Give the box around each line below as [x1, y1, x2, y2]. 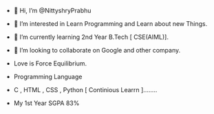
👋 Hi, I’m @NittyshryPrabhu [13, 7, 92, 14]
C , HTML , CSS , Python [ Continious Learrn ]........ [13, 86, 158, 94]
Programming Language [13, 72, 83, 81]
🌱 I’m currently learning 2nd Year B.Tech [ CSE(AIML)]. [13, 33, 169, 41]
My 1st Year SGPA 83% [13, 99, 80, 107]
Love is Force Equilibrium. [13, 59, 87, 68]
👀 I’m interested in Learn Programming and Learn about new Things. [13, 20, 208, 27]
